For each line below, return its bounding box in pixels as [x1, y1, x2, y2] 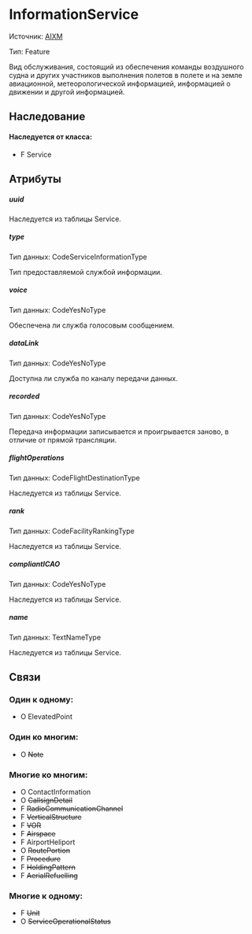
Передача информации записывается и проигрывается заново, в [9, 427, 229, 436]
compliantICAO [9, 559, 61, 569]
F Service [20, 150, 52, 159]
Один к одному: [9, 694, 74, 705]
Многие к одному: [9, 890, 83, 901]
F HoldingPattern [20, 862, 76, 872]
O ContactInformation [20, 787, 91, 796]
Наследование [9, 110, 86, 124]
